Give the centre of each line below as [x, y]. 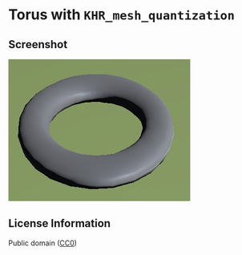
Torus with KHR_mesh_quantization [121, 15]
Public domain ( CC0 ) [43, 243]
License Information [59, 223]
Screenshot [38, 45]
